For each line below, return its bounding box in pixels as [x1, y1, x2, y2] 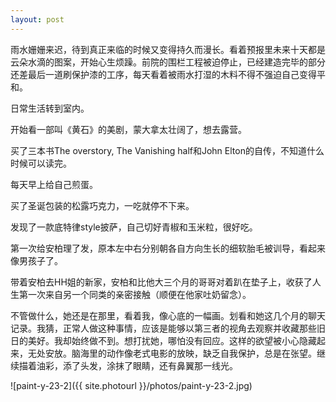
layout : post [10, 14, 65, 25]
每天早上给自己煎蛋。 [10, 178, 98, 190]
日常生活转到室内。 [10, 102, 90, 114]
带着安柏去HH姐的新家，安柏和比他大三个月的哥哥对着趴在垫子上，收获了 [10, 276, 313, 288]
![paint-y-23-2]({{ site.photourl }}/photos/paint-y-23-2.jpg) [10, 379, 253, 391]
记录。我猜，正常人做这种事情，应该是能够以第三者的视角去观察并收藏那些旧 [10, 322, 326, 334]
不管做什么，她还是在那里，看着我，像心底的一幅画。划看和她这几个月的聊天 [10, 309, 326, 321]
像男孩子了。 [10, 254, 63, 266]
